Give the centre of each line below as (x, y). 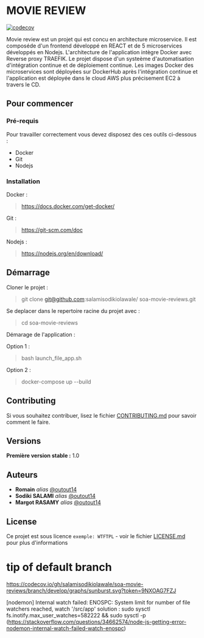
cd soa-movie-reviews (49, 323)
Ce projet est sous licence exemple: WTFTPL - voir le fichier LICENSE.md (96, 536)
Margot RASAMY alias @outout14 (58, 502)
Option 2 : (19, 370)
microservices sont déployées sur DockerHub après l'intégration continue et (102, 71)
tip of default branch (59, 567)
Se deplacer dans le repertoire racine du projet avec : (73, 310)
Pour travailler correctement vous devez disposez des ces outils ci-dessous (101, 134)
